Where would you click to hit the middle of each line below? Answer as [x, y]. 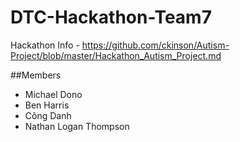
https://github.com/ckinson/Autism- [155, 45]
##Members [36, 75]
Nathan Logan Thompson [77, 126]
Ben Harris [47, 105]
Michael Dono [53, 94]
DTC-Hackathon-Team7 [111, 17]
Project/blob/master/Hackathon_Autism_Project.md [116, 55]
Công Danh [48, 115]
